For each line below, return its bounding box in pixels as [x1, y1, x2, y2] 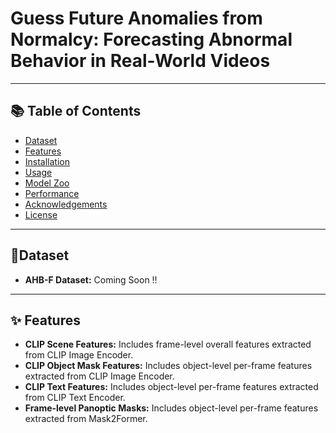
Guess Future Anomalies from [10, 7, 263, 30]
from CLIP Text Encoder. [24, 392, 126, 404]
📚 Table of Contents [10, 103, 142, 120]
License [24, 208, 58, 221]
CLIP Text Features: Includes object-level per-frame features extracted [24, 381, 319, 393]
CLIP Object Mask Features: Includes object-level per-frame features [24, 360, 313, 372]
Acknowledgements [24, 198, 108, 210]
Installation [24, 155, 71, 167]
